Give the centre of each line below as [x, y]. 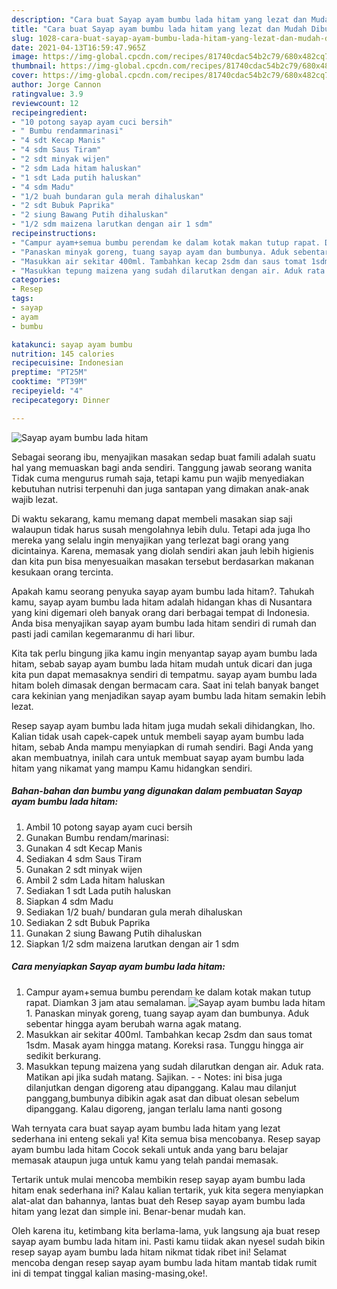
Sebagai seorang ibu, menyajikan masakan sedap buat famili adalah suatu [163, 457]
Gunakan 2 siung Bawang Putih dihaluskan [114, 933]
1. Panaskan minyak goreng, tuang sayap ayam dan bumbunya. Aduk [167, 1013]
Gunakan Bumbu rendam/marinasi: [97, 837]
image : [25, 57]
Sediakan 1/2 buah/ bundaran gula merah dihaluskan [134, 912]
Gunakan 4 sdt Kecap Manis [84, 848]
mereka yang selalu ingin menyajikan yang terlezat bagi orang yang [150, 540]
